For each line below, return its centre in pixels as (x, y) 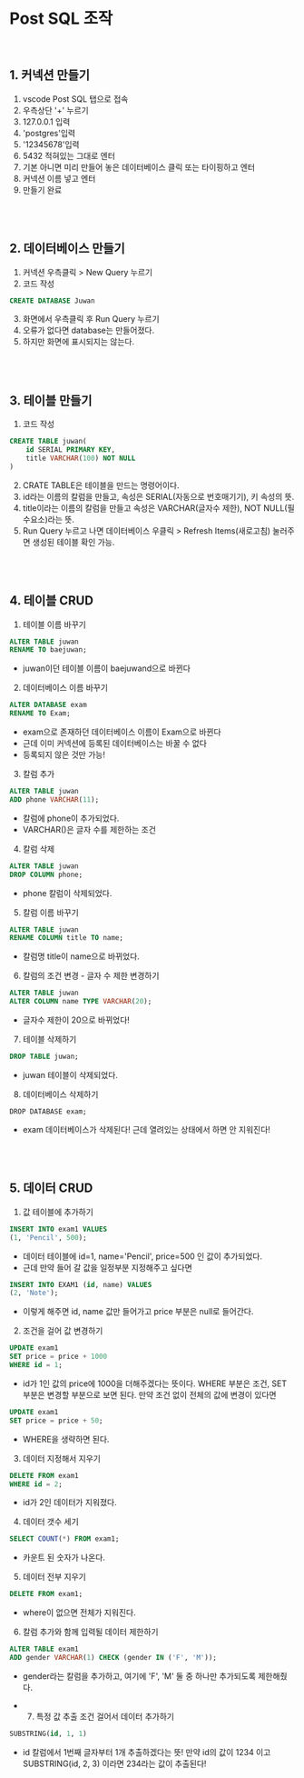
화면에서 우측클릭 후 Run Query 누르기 (91, 319)
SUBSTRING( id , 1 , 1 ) (49, 1733)
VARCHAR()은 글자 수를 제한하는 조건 (89, 829)
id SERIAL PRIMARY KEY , (71, 450)
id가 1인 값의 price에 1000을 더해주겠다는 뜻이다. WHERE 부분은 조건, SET (155, 1383)
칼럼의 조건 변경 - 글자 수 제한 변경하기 (91, 976)
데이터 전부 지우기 (54, 1577)
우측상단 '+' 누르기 (55, 110)
